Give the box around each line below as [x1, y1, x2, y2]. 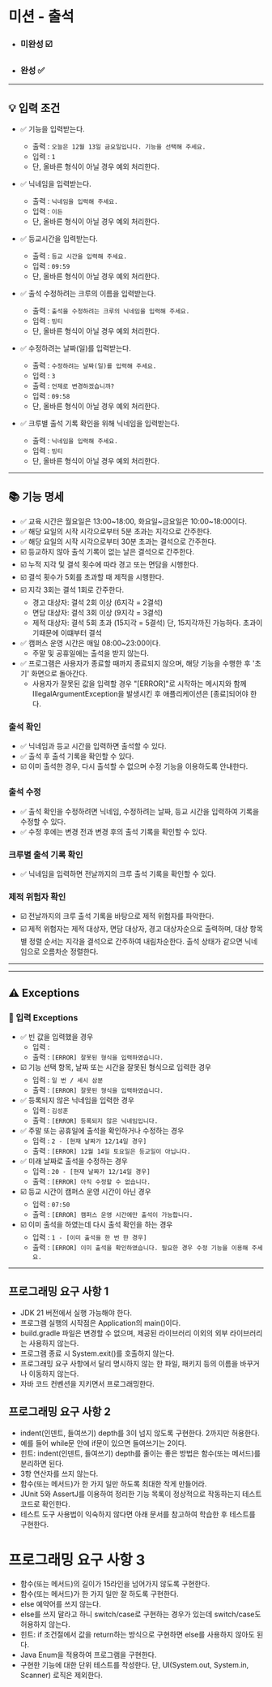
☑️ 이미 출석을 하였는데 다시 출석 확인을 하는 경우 [19, 1219, 173, 1229]
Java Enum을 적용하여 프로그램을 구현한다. [19, 1650, 157, 1660]
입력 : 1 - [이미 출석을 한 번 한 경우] [32, 1232, 147, 1242]
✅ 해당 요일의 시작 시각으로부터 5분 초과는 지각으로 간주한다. [19, 527, 212, 537]
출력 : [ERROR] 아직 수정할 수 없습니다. [32, 1176, 151, 1186]
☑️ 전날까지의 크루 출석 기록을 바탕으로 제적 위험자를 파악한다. [19, 911, 215, 921]
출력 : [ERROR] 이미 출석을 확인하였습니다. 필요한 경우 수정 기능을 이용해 [32, 1242, 249, 1252]
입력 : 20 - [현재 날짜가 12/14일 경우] [32, 1166, 151, 1176]
